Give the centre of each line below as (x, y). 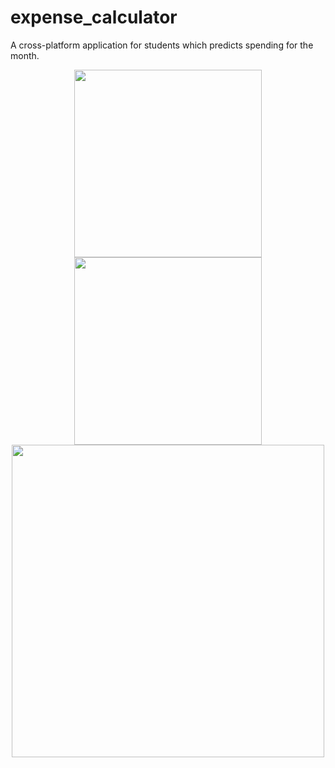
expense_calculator (94, 17)
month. (25, 55)
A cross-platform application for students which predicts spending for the (162, 45)
